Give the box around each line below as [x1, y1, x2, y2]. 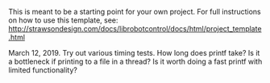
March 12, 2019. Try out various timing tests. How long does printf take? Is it [8, 48, 260, 57]
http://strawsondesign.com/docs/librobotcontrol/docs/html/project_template [8, 24, 262, 33]
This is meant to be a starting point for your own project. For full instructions [8, 7, 261, 16]
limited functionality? [8, 65, 78, 75]
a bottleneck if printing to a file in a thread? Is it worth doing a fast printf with [8, 56, 263, 66]
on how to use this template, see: [8, 15, 118, 25]
